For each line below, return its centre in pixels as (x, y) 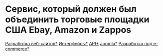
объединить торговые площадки (77, 19)
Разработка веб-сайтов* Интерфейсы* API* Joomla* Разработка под (79, 43)
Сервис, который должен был (71, 9)
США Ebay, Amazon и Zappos (68, 30)
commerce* (17, 49)
